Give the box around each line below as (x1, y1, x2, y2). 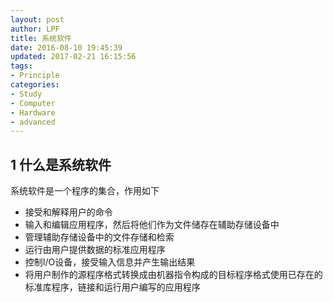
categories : (10, 80, 60, 90)
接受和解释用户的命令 (24, 206, 113, 218)
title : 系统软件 (10, 33, 72, 43)
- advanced (10, 117, 56, 127)
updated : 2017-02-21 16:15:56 (10, 52, 137, 62)
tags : (10, 61, 33, 71)
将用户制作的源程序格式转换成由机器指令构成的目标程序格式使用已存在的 (24, 269, 323, 281)
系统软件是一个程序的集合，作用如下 (10, 185, 160, 197)
